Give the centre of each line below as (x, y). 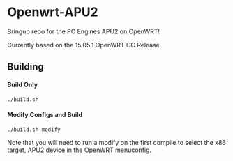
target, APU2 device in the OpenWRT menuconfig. (80, 150)
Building (25, 67)
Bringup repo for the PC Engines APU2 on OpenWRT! (84, 31)
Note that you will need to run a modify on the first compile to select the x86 (117, 142)
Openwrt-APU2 (53, 12)
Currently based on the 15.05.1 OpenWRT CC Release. (84, 45)
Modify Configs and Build (45, 115)
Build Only (23, 84)
